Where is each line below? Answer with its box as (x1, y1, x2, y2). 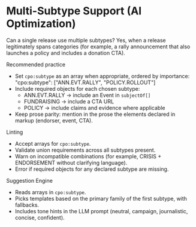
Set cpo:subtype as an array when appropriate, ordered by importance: (14, 72, 190, 79)
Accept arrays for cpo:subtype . (14, 140, 91, 147)
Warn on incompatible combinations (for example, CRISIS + (14, 152, 162, 159)
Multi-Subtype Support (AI (6, 4, 142, 18)
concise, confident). (14, 214, 65, 221)
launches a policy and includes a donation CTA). (6, 49, 126, 56)
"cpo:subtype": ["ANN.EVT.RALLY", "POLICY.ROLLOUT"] (14, 79, 156, 86)
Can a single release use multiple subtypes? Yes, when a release (6, 36, 166, 44)
